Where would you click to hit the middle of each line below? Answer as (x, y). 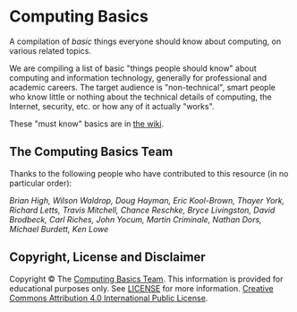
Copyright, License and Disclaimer (107, 257)
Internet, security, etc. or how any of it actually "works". (112, 106)
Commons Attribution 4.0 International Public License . (109, 298)
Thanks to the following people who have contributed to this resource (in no (149, 173)
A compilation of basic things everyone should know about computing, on (145, 41)
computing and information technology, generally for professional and (138, 77)
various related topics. (51, 50)
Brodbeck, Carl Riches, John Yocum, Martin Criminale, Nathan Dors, (136, 219)
